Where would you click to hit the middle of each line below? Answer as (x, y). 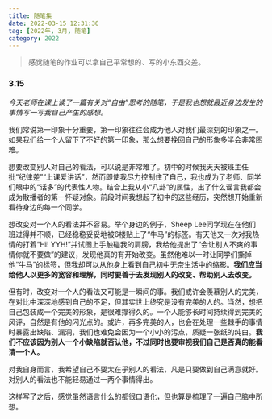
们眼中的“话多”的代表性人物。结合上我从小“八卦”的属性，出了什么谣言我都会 (135, 187)
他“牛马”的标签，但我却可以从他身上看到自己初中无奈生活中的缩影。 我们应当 (135, 264)
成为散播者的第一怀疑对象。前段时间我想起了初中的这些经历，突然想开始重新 (136, 197)
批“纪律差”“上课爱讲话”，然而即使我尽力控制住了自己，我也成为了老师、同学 (135, 176)
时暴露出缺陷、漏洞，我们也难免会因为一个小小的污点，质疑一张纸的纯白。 (132, 332)
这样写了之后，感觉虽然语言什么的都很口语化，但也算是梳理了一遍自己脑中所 (136, 396)
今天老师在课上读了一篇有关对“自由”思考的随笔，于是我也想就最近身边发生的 (136, 102)
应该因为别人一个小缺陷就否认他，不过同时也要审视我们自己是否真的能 (139, 342)
